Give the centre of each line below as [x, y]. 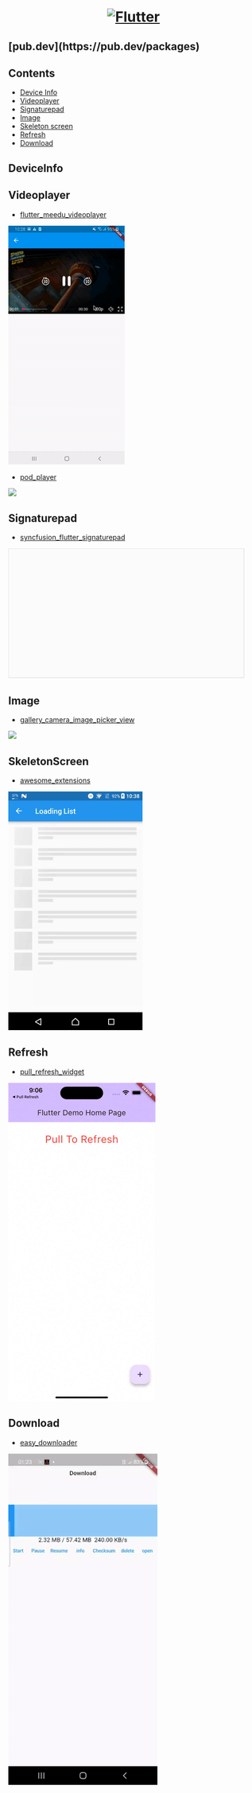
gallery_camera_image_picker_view [77, 720]
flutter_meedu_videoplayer [63, 214]
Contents [32, 73]
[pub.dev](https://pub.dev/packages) [104, 47]
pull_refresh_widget [52, 1072]
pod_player [38, 476]
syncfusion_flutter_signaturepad [72, 538]
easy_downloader [48, 1442]
